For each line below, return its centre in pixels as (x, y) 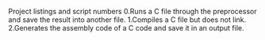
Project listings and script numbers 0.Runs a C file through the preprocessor (132, 11)
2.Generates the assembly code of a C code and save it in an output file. (126, 28)
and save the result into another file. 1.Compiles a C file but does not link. (127, 20)
